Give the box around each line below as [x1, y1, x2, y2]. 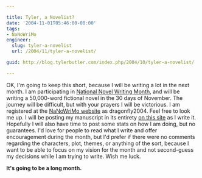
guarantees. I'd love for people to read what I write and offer [6, 126, 158, 134]
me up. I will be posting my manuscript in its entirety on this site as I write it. [6, 113, 197, 121]
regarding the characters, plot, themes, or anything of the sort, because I [6, 140, 189, 147]
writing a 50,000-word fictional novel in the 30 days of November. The [6, 94, 183, 101]
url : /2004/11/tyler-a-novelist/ [12, 48, 97, 55]
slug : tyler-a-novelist [12, 43, 72, 49]
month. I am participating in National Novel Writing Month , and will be [6, 88, 180, 95]
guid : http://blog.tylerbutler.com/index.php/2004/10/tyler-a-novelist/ [6, 59, 195, 65]
